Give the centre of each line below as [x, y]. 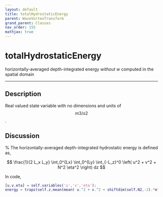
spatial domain [20, 74]
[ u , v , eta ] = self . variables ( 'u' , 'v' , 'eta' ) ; [51, 185]
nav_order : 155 [20, 28]
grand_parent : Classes [28, 23]
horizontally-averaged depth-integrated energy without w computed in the [79, 69]
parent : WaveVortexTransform [34, 18]
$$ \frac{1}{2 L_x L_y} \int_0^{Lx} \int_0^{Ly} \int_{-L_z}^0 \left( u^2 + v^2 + [81, 162]
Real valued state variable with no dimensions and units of [63, 106]
